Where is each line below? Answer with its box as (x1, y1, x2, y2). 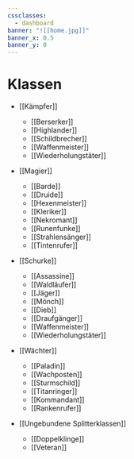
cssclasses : (7, 11, 47, 20)
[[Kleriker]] (30, 207, 67, 217)
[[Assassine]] (30, 272, 75, 281)
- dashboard (14, 19, 55, 27)
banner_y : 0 (7, 41, 47, 49)
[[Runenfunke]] (30, 224, 81, 233)
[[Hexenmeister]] (30, 199, 87, 208)
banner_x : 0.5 (7, 33, 55, 42)
